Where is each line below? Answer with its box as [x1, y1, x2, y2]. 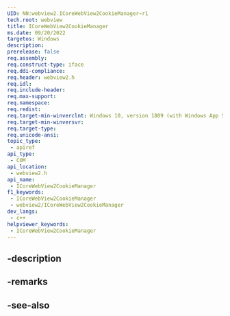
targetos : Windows [7, 36, 60, 43]
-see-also [7, 300, 50, 311]
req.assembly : [7, 55, 48, 62]
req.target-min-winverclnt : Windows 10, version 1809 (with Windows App [7, 112, 219, 119]
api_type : [7, 150, 36, 158]
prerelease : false [7, 49, 60, 56]
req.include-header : [7, 87, 66, 93]
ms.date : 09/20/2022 [7, 29, 66, 36]
